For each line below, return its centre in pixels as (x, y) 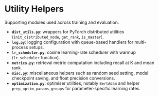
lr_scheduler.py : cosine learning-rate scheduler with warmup (74, 52)
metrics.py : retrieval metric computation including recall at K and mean (83, 63)
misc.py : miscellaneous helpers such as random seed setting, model (80, 73)
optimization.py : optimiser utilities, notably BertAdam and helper (75, 83)
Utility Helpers (34, 9)
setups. (36, 47)
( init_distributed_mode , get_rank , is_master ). (58, 37)
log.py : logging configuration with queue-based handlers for (72, 42)
